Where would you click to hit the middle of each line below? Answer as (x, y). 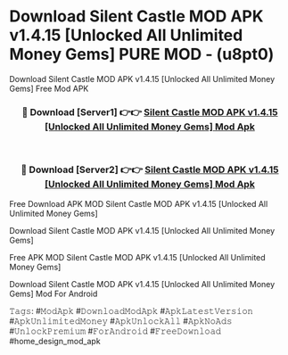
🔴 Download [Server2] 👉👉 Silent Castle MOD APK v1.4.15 (150, 169)
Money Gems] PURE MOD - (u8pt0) (142, 54)
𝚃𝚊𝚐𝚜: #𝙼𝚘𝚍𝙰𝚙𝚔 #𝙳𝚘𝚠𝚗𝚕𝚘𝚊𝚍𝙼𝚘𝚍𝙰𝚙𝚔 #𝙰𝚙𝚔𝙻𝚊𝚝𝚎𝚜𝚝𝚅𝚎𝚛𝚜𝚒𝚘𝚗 (132, 310)
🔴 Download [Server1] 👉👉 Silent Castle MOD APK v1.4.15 (150, 111)
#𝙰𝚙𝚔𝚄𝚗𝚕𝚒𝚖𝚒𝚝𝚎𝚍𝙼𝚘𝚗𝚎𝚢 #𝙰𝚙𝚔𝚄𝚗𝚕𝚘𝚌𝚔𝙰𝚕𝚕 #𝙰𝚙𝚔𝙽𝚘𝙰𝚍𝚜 (121, 321)
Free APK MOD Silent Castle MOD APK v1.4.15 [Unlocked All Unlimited (137, 257)
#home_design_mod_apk (55, 341)
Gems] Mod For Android (53, 293)
